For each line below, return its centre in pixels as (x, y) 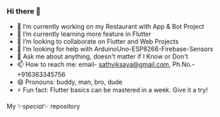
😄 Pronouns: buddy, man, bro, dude (69, 82)
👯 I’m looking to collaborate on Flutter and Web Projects (98, 42)
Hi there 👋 (24, 11)
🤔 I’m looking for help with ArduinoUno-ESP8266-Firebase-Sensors (115, 49)
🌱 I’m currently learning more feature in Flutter (84, 34)
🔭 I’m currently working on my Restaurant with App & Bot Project (110, 27)
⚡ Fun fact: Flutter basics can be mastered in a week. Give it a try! (112, 90)
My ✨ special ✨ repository (43, 106)
